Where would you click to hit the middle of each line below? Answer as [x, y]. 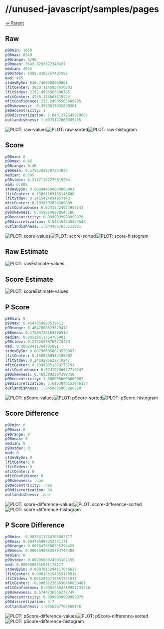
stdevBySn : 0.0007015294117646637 [41, 569]
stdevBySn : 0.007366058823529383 [40, 351]
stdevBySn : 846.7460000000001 [37, 83]
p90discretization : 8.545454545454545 [45, 222]
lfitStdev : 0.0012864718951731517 [41, 579]
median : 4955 [19, 69]
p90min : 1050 [19, 50]
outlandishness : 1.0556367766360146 [43, 606]
